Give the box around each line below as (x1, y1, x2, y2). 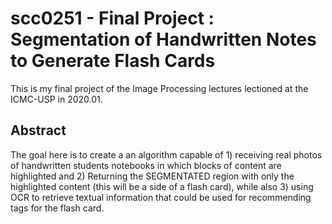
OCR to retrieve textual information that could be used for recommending (10, 191, 312, 203)
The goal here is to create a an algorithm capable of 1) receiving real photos (10, 148, 323, 161)
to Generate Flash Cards (10, 50, 216, 72)
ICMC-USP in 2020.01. (10, 93, 103, 105)
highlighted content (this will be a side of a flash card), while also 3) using (10, 180, 314, 192)
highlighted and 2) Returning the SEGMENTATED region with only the (10, 170, 295, 182)
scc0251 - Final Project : (10, 7, 215, 30)
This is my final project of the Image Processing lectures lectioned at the (10, 82, 309, 94)
